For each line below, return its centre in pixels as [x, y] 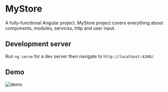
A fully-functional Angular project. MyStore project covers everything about [84, 23]
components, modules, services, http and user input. [60, 28]
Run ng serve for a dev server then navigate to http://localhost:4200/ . [80, 56]
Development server [38, 44]
